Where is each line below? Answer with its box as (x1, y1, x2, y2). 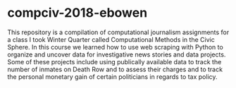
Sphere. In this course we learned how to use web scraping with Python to (7, 43, 223, 51)
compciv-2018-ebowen (7, 5, 148, 21)
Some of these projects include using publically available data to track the (7, 57, 222, 66)
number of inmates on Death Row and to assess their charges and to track (7, 65, 223, 73)
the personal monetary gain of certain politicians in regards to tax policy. (7, 72, 218, 81)
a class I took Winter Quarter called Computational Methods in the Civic (7, 35, 215, 43)
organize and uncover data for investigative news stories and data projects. (7, 50, 226, 59)
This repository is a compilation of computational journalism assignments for (7, 28, 230, 36)
